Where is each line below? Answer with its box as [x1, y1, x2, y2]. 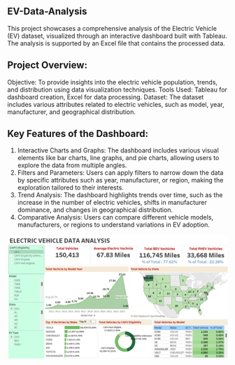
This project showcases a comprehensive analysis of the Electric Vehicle [7, 24, 217, 32]
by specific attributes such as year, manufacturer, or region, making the [17, 176, 224, 185]
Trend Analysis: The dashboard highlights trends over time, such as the [17, 191, 223, 199]
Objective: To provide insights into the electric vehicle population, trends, [7, 78, 218, 86]
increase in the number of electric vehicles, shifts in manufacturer [17, 199, 208, 207]
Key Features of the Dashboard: [7, 128, 149, 140]
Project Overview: [7, 59, 87, 71]
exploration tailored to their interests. [17, 183, 124, 192]
